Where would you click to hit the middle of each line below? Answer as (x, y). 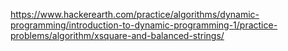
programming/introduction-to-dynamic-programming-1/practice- (144, 25)
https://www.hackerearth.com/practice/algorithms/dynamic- (135, 14)
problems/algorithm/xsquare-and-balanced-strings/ (117, 35)
